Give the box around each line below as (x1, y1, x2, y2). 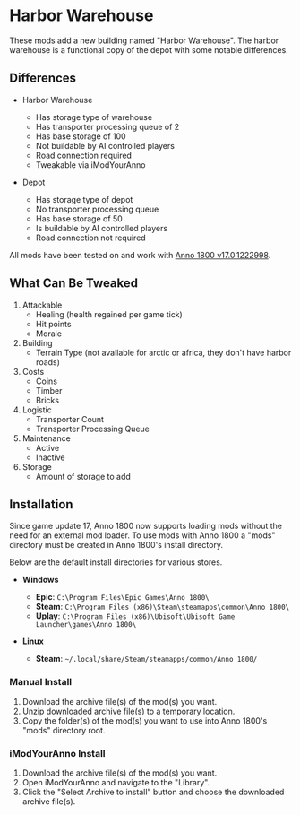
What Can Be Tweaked (9, 275, 139, 291)
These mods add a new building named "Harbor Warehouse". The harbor (9, 35, 279, 46)
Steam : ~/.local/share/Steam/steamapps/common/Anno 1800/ (35, 654, 258, 664)
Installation (9, 497, 73, 512)
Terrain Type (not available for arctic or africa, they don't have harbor (35, 347, 292, 358)
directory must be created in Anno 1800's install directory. (9, 540, 224, 551)
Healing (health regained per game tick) (35, 308, 184, 319)
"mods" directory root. (21, 724, 106, 735)
